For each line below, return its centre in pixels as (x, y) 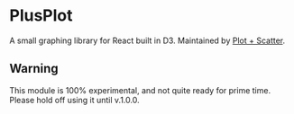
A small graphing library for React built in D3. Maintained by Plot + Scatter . (147, 40)
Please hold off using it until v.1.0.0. (74, 100)
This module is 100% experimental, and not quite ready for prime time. (140, 90)
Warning (34, 69)
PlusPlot (41, 16)
